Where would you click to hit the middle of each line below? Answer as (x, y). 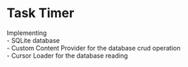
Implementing (27, 33)
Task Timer (41, 13)
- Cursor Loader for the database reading (67, 56)
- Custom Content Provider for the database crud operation (94, 48)
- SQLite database (33, 40)
